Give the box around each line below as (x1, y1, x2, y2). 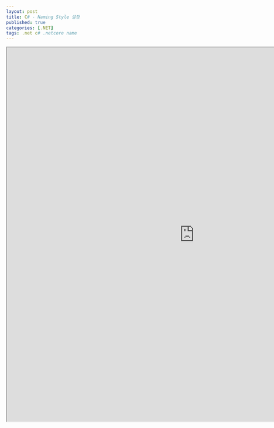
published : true (6, 19, 46, 25)
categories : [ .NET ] (6, 25, 54, 31)
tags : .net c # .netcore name (6, 30, 77, 36)
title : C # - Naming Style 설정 (6, 14, 80, 20)
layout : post (6, 8, 38, 15)
